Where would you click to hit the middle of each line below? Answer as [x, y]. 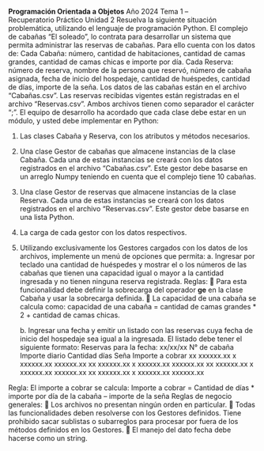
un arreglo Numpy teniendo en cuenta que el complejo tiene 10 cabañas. [138, 176]
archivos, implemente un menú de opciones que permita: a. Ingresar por [137, 256]
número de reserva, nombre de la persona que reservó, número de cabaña [130, 70]
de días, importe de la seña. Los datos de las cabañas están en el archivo [128, 87]
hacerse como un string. [48, 438]
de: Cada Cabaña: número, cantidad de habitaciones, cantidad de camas [127, 53]
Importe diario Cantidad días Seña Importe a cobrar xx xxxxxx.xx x [128, 356]
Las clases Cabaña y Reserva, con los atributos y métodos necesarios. [135, 136]
